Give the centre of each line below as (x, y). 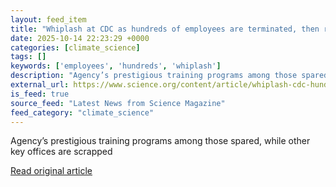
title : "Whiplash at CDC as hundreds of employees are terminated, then (165, 29)
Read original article (51, 171)
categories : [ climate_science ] (75, 47)
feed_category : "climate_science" (82, 112)
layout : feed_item (48, 19)
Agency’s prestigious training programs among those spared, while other (160, 141)
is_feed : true (40, 94)
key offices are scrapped (61, 152)
